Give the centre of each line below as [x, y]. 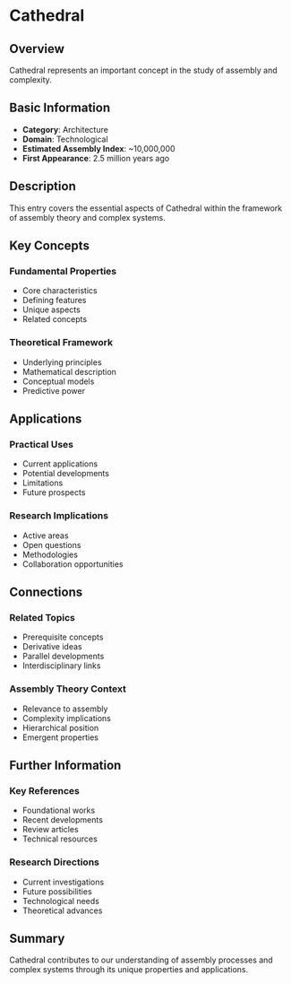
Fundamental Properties [63, 271]
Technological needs [61, 901]
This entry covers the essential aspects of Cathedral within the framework [146, 208]
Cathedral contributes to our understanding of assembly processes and [141, 960]
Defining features [54, 300]
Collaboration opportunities [73, 564]
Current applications [60, 464]
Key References [45, 790]
